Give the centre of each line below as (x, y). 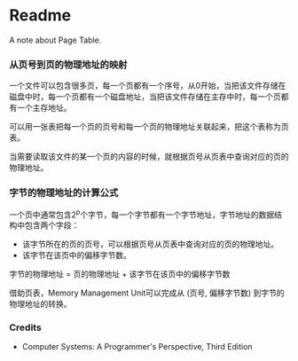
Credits (25, 327)
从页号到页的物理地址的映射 (68, 65)
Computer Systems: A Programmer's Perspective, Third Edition (137, 347)
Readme (40, 16)
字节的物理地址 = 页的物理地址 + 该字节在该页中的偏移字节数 (120, 274)
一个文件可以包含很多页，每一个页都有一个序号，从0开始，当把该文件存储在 (148, 86)
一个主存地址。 (44, 108)
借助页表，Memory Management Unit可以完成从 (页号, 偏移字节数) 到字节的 (147, 293)
